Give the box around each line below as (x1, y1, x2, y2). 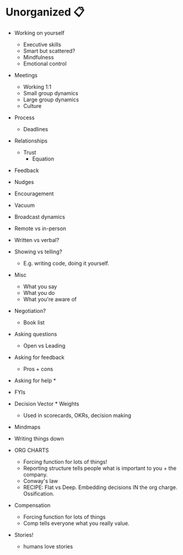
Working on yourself (14, 29, 65, 37)
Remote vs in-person (14, 225, 66, 232)
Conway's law (23, 477, 58, 484)
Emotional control (23, 60, 67, 67)
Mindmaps (14, 423, 41, 430)
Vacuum (14, 201, 35, 209)
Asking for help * (14, 376, 56, 384)
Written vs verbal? (14, 236, 59, 243)
